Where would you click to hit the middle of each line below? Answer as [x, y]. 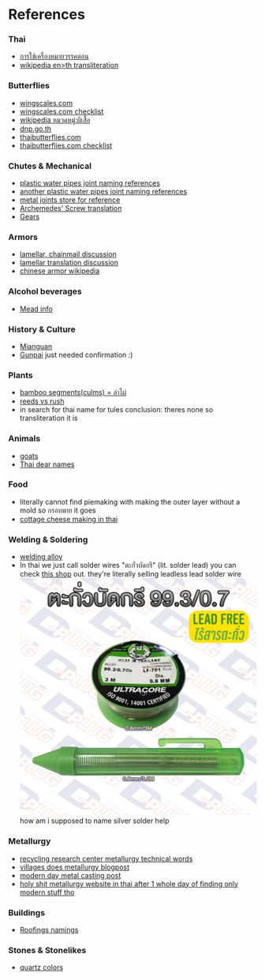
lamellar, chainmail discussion [68, 254]
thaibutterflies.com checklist [66, 145]
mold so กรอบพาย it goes [58, 510]
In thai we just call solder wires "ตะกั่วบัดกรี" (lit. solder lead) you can [128, 565]
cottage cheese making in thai [69, 519]
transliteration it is [49, 418]
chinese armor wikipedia [60, 271]
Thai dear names [47, 464]
